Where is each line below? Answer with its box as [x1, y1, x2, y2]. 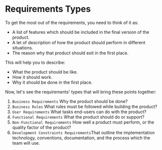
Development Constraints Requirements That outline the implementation [12, 129, 155, 135]
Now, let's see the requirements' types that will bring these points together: [5, 89, 157, 95]
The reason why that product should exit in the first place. [12, 50, 129, 56]
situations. [12, 45, 33, 50]
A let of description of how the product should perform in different [12, 39, 145, 45]
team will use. [12, 140, 40, 146]
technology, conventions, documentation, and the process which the [12, 135, 150, 141]
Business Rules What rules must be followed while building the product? [12, 103, 158, 109]
